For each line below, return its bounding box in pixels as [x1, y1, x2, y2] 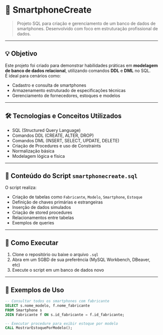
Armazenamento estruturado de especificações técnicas [12, 87, 126, 93]
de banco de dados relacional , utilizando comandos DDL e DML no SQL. [5, 68, 151, 74]
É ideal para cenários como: [5, 73, 61, 78]
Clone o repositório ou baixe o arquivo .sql [12, 252, 98, 258]
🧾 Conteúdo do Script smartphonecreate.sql [5, 171, 138, 180]
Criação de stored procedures [12, 209, 73, 216]
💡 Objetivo [5, 50, 37, 58]
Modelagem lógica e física [12, 153, 65, 159]
